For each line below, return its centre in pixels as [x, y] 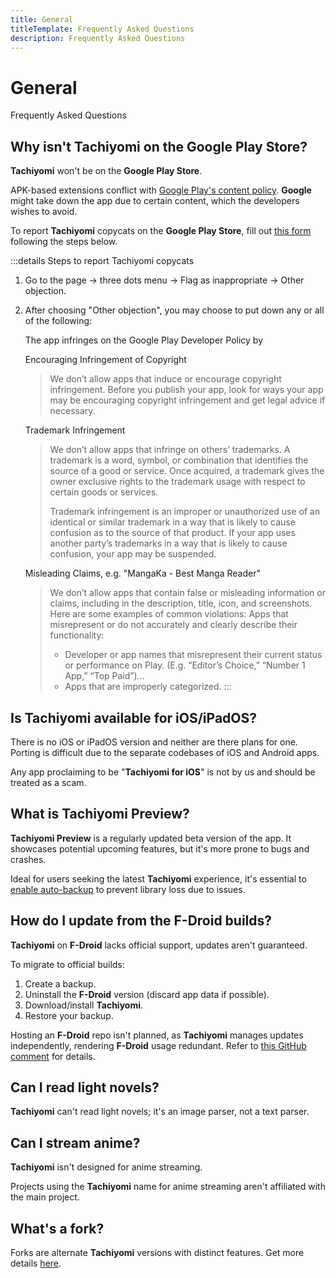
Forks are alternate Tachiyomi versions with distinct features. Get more [157, 1252]
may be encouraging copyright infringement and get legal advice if [187, 400]
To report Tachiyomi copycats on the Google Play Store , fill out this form [161, 231]
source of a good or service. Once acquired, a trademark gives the [187, 471]
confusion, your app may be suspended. [133, 554]
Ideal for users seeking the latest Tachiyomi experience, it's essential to [158, 878]
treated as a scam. [48, 782]
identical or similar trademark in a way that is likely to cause [172, 522]
